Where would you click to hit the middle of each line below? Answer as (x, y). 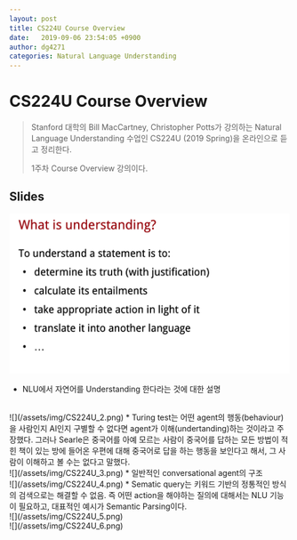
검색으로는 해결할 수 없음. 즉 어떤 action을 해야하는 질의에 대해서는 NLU (143, 495)
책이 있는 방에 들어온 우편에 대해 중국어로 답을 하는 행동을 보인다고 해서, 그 (148, 450)
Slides (27, 197)
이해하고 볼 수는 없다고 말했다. (78, 462)
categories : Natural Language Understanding (93, 56)
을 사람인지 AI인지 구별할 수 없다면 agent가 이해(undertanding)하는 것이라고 (142, 428)
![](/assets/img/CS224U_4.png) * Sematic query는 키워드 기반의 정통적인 (140, 484)
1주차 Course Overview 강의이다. (89, 168)
